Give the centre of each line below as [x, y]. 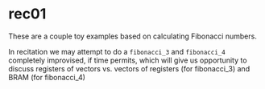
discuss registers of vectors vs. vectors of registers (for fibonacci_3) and [129, 68]
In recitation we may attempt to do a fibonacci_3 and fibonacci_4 [117, 51]
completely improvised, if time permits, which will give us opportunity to [128, 60]
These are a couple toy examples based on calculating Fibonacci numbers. [133, 36]
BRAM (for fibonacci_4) [47, 77]
